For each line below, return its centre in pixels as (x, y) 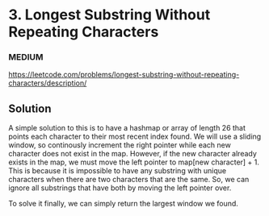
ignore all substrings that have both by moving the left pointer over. (120, 188)
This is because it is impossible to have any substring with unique (118, 171)
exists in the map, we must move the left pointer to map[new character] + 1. (134, 162)
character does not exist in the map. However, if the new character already (132, 154)
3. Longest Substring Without (109, 15)
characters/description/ (48, 83)
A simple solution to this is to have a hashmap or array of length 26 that (127, 128)
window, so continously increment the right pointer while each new (120, 145)
